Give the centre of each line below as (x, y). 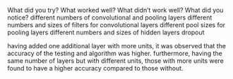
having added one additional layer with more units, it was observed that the (116, 46)
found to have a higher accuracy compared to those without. (95, 68)
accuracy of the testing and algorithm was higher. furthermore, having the (115, 53)
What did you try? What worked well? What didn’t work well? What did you (115, 10)
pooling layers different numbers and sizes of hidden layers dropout (106, 32)
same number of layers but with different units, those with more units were (116, 61)
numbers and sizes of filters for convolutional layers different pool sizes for (116, 25)
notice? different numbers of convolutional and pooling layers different (110, 17)
